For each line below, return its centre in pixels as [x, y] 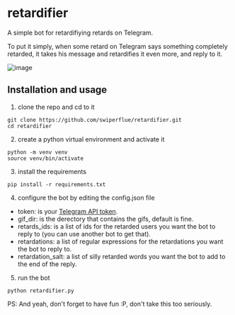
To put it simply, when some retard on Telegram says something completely [117, 46]
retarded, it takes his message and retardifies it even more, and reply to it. [115, 54]
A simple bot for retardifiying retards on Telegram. [80, 33]
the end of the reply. [47, 264]
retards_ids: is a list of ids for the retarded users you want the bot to [116, 226]
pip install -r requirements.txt [57, 184]
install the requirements [52, 171]
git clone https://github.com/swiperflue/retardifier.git [94, 120]
